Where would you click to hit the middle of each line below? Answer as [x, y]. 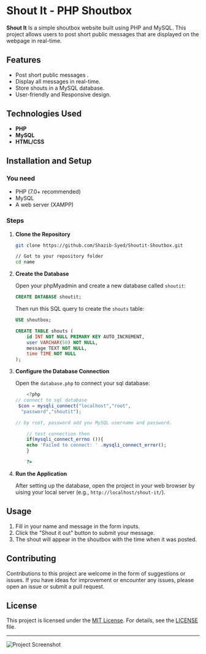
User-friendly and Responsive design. [63, 94]
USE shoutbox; [33, 320]
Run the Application [41, 473]
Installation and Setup [49, 161]
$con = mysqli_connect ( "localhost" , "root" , [74, 406]
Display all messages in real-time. [58, 81]
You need [21, 178]
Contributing [31, 559]
